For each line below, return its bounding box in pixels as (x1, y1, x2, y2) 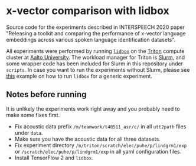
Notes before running (6, 89, 87, 99)
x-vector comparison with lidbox (6, 4, 169, 18)
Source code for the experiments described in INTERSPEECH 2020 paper (6, 24, 185, 31)
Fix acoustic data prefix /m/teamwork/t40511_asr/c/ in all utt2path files (14, 122, 187, 130)
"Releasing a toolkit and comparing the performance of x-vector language (6, 29, 186, 36)
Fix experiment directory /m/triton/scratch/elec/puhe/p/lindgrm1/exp (14, 141, 187, 148)
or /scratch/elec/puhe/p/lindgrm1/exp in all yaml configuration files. (14, 148, 182, 155)
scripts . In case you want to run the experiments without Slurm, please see (6, 66, 190, 73)
